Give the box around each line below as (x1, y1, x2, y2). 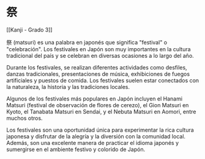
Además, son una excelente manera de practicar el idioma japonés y (6, 139, 179, 146)
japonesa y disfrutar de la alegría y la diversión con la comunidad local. (6, 132, 185, 140)
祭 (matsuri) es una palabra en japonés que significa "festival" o (6, 38, 167, 46)
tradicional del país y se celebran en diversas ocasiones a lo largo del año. (6, 52, 194, 59)
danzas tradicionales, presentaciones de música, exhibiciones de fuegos (6, 70, 190, 77)
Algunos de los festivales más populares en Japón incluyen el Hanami (6, 95, 182, 102)
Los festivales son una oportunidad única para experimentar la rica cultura (6, 126, 194, 133)
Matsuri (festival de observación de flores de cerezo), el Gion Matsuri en (6, 101, 189, 108)
